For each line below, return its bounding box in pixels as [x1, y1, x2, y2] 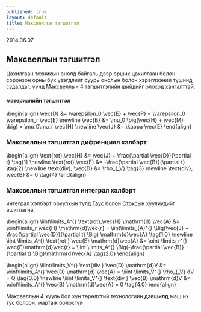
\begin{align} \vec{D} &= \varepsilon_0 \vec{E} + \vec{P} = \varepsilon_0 [6, 110, 185, 118]
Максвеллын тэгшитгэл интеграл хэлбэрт [6, 186, 137, 194]
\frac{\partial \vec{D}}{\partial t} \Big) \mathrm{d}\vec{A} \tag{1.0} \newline [6, 231, 193, 238]
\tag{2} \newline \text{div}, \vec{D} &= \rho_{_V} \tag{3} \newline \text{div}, [6, 164, 193, 172]
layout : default [6, 14, 47, 21]
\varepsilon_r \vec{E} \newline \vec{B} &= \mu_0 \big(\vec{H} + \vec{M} [6, 116, 184, 124]
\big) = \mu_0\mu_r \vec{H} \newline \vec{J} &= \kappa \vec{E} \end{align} [6, 123, 192, 130]
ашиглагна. [6, 206, 35, 213]
